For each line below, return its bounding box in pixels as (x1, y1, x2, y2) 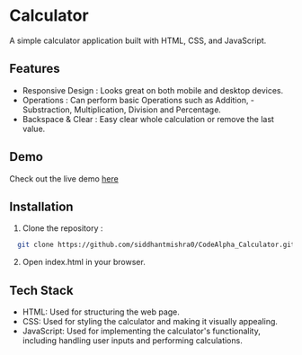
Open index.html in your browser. (22, 257, 146, 268)
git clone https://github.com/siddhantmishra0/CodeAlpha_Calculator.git (17, 240, 296, 250)
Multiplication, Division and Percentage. (74, 104, 222, 115)
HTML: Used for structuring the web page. (22, 306, 180, 317)
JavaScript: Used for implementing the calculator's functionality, (22, 325, 261, 337)
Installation (9, 199, 74, 214)
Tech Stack (9, 282, 74, 297)
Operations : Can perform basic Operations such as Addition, (22, 94, 249, 105)
